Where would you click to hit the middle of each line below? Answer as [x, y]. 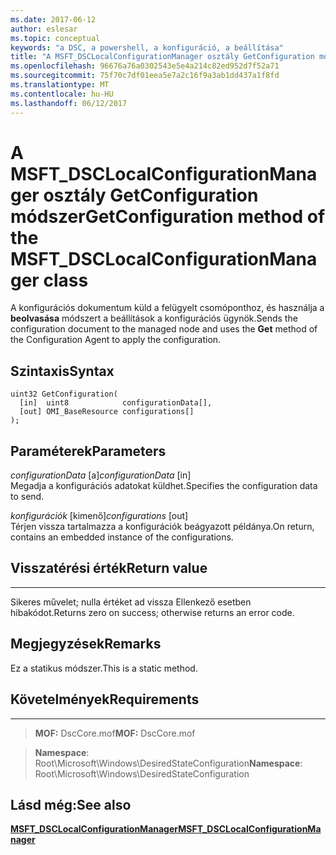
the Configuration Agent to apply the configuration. [116, 340]
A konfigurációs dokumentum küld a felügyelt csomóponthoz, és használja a [167, 308]
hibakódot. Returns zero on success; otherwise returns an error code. [152, 612]
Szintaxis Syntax [62, 371]
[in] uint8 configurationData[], [116, 403]
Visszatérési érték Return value [109, 568]
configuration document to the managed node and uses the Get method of [164, 329]
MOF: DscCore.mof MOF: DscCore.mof [115, 733]
